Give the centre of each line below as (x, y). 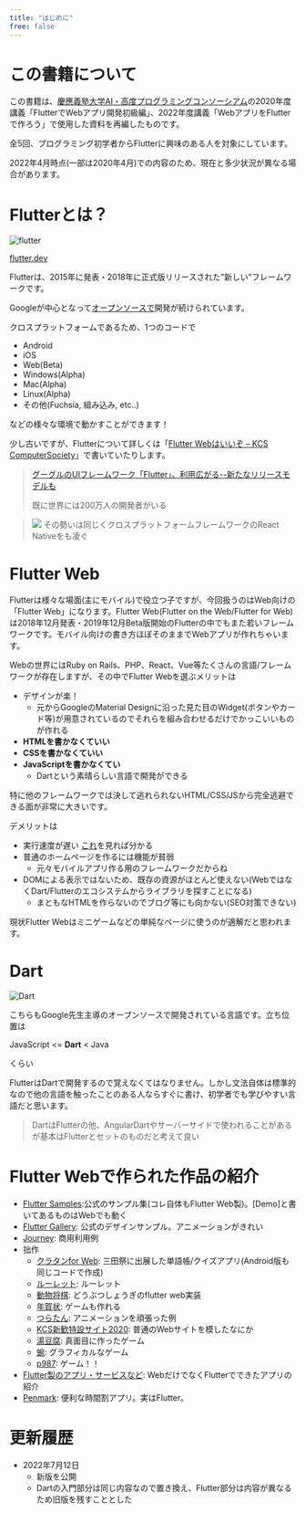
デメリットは (33, 826)
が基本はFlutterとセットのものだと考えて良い (116, 1137)
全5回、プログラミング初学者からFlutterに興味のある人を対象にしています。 (151, 143)
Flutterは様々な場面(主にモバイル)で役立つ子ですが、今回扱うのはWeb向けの (152, 600)
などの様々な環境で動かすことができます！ (89, 425)
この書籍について (73, 74)
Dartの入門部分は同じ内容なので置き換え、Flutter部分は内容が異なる (164, 1488)
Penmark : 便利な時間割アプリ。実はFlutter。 (106, 1398)
